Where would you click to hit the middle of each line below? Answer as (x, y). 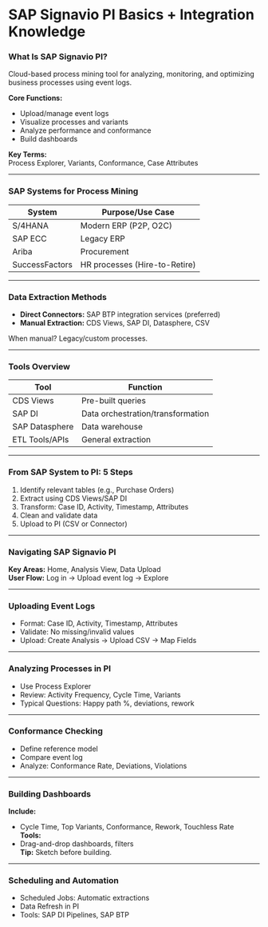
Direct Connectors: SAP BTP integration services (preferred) (120, 314)
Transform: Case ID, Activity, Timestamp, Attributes (104, 506)
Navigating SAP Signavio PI (62, 552)
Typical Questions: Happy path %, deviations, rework (107, 703)
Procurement (104, 251)
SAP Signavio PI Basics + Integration (132, 15)
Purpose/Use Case (138, 212)
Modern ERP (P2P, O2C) (126, 226)
